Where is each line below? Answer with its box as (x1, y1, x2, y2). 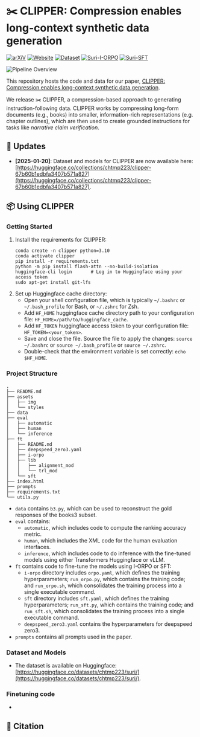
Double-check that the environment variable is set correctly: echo (23, 348, 186, 355)
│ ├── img (6, 399, 36, 405)
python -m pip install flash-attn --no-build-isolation (14, 263, 158, 270)
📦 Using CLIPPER (6, 201, 74, 211)
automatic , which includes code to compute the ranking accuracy (23, 524, 187, 531)
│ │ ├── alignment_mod (6, 462, 74, 468)
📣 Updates (6, 141, 46, 152)
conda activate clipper (14, 253, 75, 259)
